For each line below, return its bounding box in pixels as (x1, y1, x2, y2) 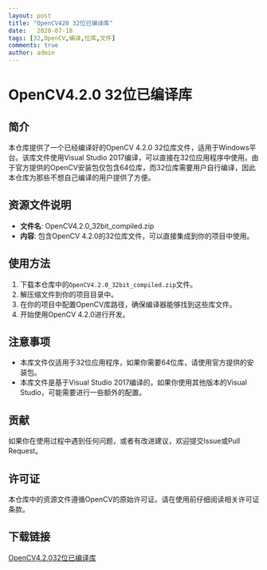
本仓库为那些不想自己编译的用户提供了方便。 (8, 173, 155, 182)
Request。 (8, 446, 42, 456)
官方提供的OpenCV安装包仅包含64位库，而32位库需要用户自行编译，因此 (14, 163, 257, 172)
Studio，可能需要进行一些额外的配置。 (19, 388, 146, 397)
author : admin (8, 49, 56, 57)
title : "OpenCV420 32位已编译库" (8, 19, 113, 27)
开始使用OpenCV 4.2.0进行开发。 (19, 309, 130, 319)
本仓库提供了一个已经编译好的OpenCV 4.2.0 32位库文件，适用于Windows (8, 143, 249, 152)
